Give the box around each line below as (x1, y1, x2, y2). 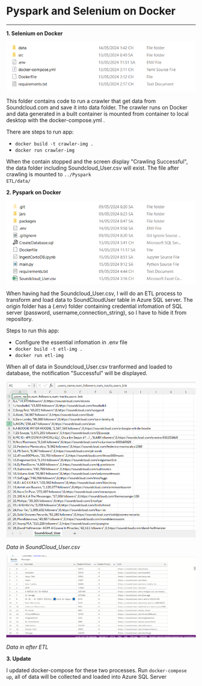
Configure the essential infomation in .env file (14, 338, 128, 346)
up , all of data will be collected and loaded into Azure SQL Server (6, 673, 167, 680)
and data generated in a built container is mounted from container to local (6, 110, 189, 117)
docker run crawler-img (14, 147, 75, 153)
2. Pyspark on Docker (6, 188, 61, 196)
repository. (6, 315, 33, 322)
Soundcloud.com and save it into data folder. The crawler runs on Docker (6, 103, 188, 111)
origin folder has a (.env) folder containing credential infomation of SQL (6, 302, 183, 310)
